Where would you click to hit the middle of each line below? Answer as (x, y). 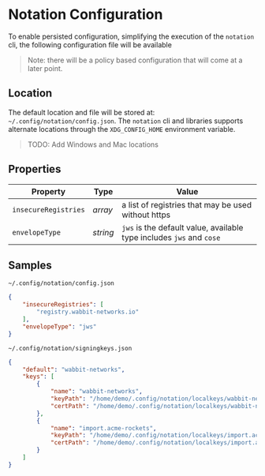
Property (48, 191)
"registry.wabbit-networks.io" (88, 312)
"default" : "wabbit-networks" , (74, 369)
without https (146, 215)
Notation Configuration (86, 15)
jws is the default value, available (183, 227)
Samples (30, 265)
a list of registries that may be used (187, 204)
